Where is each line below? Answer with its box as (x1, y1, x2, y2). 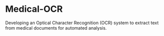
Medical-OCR (5, 3, 63, 15)
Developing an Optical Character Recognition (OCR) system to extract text (5, 20, 159, 26)
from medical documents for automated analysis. (5, 25, 107, 31)
